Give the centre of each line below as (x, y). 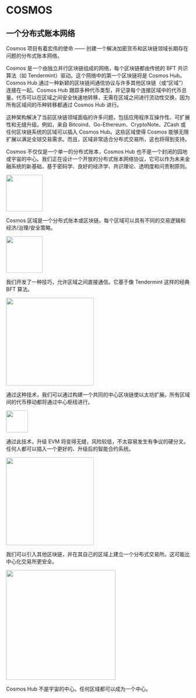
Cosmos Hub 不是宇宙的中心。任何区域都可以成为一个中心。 (79, 689)
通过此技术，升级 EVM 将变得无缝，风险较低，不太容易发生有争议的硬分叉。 (97, 442)
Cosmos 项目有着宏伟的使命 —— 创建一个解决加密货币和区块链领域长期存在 (97, 48)
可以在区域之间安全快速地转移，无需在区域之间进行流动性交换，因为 (108, 97)
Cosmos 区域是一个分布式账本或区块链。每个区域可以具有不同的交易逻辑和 (96, 220)
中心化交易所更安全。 (32, 562)
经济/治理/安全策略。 (31, 228)
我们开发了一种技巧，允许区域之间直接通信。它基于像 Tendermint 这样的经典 (98, 282)
